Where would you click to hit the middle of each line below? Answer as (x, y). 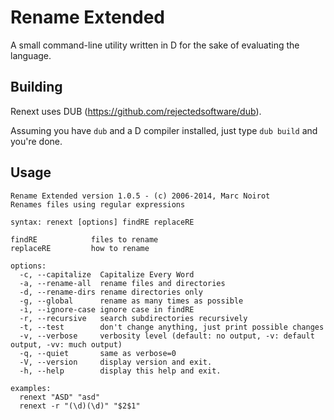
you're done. (36, 141)
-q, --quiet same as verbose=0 (98, 353)
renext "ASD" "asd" (60, 397)
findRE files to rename (84, 239)
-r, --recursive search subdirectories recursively (133, 318)
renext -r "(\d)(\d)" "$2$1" (80, 406)
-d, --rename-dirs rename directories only (111, 292)
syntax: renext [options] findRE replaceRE (102, 222)
